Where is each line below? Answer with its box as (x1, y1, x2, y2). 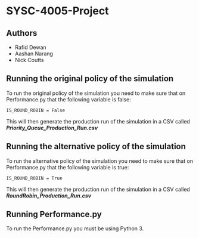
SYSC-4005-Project (6, 4, 109, 18)
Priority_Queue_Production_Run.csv (6, 124, 98, 131)
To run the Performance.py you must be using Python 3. (6, 225, 144, 232)
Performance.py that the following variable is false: (6, 95, 131, 103)
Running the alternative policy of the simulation (6, 141, 186, 152)
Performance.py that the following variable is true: (6, 163, 129, 171)
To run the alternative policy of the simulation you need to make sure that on (6, 157, 194, 165)
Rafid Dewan (14, 44, 46, 51)
